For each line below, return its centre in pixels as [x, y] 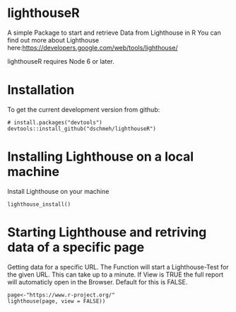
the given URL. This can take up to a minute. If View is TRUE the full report [116, 275]
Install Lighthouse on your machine [58, 191]
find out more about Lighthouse [53, 40]
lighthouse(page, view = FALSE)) [57, 301]
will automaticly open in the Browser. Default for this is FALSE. [98, 282]
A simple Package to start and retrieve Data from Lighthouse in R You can [114, 33]
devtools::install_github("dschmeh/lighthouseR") [82, 129]
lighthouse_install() [39, 204]
